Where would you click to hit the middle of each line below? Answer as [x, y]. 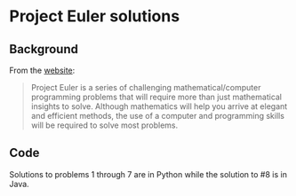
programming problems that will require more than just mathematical [156, 97]
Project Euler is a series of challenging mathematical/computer [146, 87]
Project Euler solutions [95, 16]
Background [44, 49]
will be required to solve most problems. [104, 125]
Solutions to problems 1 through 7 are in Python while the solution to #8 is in [148, 174]
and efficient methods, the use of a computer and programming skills [157, 116]
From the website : [42, 70]
